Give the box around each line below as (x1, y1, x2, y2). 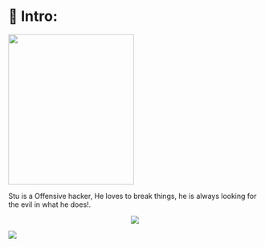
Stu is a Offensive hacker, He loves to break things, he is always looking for (8, 191, 257, 200)
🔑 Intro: (8, 7, 58, 26)
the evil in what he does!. (8, 200, 92, 209)
